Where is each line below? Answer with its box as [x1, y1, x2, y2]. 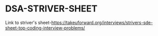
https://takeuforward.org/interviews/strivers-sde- [51, 19, 153, 25]
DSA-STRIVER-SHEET [5, 3, 98, 14]
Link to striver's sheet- [5, 19, 52, 25]
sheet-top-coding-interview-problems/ [5, 24, 85, 30]
